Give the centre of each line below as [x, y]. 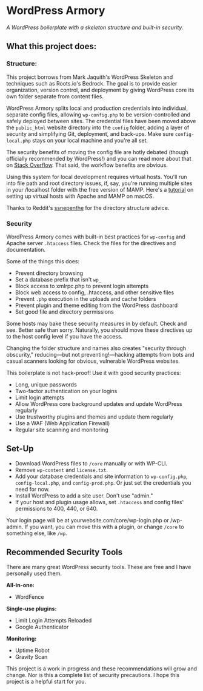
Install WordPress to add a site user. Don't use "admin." [84, 496]
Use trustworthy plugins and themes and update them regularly [94, 417]
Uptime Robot [32, 650]
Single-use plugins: [32, 608]
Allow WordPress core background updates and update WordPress [98, 403]
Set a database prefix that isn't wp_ [58, 279]
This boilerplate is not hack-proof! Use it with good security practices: [94, 372]
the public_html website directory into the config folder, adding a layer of [98, 127]
